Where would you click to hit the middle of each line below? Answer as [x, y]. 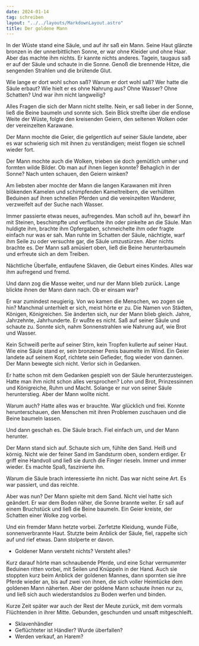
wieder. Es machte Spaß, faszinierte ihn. [56, 467]
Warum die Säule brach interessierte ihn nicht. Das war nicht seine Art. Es [96, 478]
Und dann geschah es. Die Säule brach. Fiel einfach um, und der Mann [93, 430]
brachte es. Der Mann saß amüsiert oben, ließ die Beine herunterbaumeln [96, 248]
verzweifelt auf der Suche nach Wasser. [55, 205]
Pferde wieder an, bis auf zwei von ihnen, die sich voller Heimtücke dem [94, 582]
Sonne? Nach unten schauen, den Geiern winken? [67, 174]
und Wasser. [21, 333]
